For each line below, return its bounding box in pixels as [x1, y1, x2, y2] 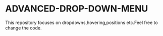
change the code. [5, 24, 42, 30]
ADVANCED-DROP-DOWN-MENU [5, 3, 148, 14]
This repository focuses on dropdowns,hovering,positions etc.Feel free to [5, 19, 158, 25]
